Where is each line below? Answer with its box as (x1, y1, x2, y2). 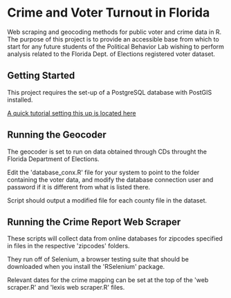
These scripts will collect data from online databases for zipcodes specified (7, 234, 223, 243)
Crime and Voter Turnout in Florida (7, 5, 210, 21)
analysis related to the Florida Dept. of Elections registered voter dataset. (7, 50, 216, 58)
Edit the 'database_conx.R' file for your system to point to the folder (7, 168, 200, 176)
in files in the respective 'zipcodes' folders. (7, 242, 130, 250)
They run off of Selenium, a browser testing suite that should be (7, 255, 189, 263)
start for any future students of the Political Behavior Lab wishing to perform (7, 42, 225, 50)
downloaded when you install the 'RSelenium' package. (7, 263, 165, 271)
